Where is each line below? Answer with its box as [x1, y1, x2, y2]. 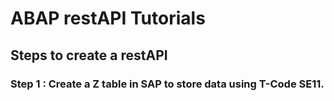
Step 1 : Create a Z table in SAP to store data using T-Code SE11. [10, 77, 325, 91]
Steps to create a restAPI [10, 47, 168, 64]
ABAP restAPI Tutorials [10, 7, 206, 30]
